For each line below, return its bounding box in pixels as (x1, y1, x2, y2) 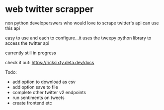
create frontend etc (12, 100, 52, 106)
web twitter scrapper (5, 3, 94, 15)
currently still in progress (5, 50, 56, 56)
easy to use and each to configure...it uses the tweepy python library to (5, 35, 152, 41)
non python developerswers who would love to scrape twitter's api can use (5, 20, 159, 26)
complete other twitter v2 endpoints (12, 89, 86, 95)
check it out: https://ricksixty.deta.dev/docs (5, 59, 94, 65)
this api (5, 25, 20, 31)
